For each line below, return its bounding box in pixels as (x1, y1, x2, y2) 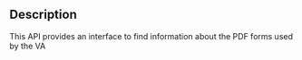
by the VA (9, 40, 46, 51)
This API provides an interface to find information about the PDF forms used (9, 30, 293, 41)
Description (9, 7, 77, 22)
